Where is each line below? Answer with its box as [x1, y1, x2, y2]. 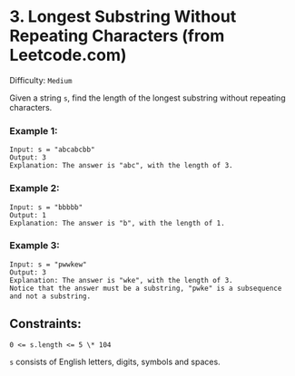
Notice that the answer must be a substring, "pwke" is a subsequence [9, 284, 282, 293]
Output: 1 [9, 210, 47, 219]
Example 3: [9, 239, 61, 252]
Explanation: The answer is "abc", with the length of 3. [9, 161, 233, 170]
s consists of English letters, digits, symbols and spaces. [9, 356, 221, 367]
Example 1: [9, 124, 58, 137]
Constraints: [9, 316, 82, 332]
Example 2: [9, 182, 60, 195]
